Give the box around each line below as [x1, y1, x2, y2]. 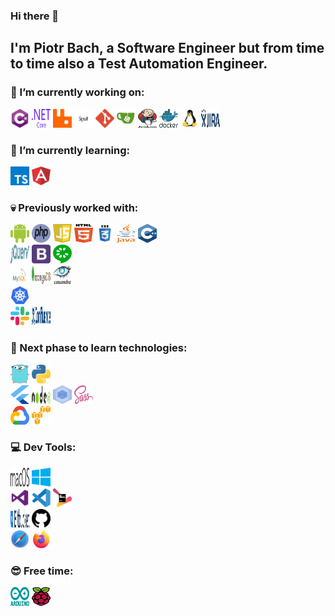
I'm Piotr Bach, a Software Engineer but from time [10, 40, 325, 57]
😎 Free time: [10, 564, 74, 578]
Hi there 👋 [10, 9, 60, 23]
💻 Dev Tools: [10, 440, 77, 454]
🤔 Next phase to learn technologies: [10, 341, 188, 355]
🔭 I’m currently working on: [10, 85, 145, 99]
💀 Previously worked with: [10, 200, 139, 214]
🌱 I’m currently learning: [10, 143, 130, 157]
